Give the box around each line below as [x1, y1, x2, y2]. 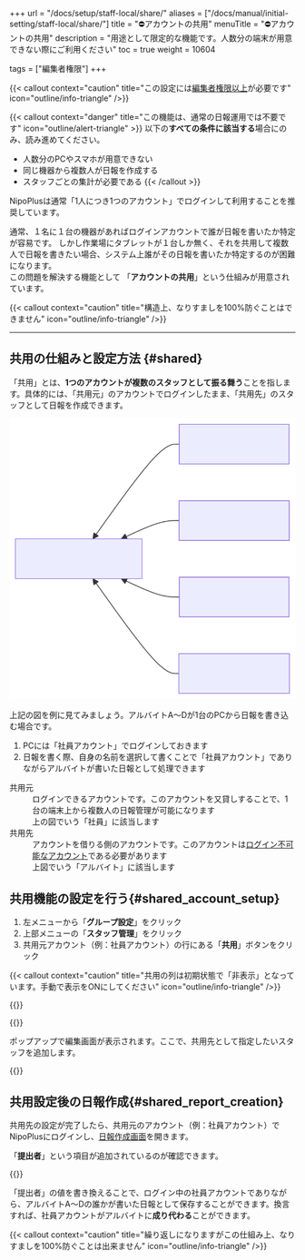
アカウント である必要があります [47, 851, 168, 861]
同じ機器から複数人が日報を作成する [22, 165, 159, 175]
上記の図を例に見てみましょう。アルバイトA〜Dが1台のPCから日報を [9, 710, 265, 721]
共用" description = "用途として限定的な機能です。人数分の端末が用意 [33, 33, 293, 44]
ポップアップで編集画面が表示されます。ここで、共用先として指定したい [9, 1036, 279, 1047]
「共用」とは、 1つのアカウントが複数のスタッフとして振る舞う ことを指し [9, 377, 283, 388]
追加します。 [33, 1048, 81, 1058]
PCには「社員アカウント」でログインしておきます [22, 740, 209, 752]
